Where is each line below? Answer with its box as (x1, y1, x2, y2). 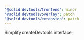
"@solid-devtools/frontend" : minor (4, 7, 77, 12)
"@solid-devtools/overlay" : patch (4, 12, 75, 17)
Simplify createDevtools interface (4, 30, 72, 36)
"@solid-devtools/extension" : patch (4, 16, 79, 21)
